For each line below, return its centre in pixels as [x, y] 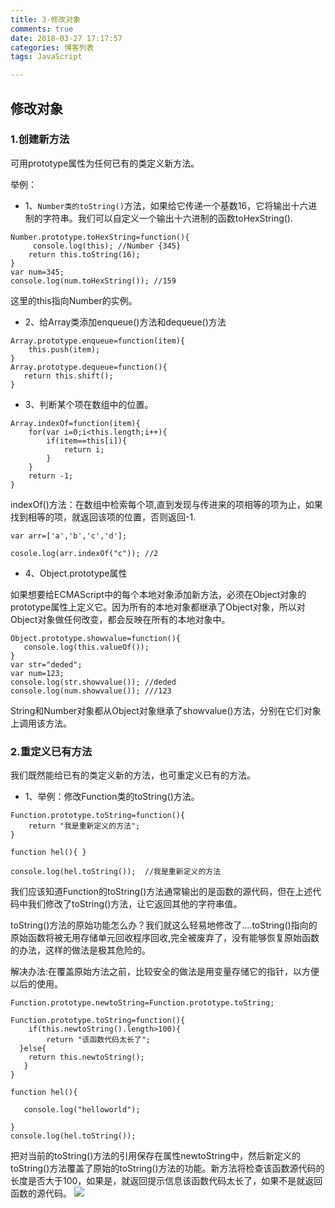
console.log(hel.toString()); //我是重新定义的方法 [116, 872]
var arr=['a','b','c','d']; [69, 536]
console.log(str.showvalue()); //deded [93, 682]
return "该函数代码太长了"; [98, 1040]
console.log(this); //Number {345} [107, 246]
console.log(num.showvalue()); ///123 [91, 691]
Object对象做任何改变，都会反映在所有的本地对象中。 [120, 619]
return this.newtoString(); [86, 1057]
